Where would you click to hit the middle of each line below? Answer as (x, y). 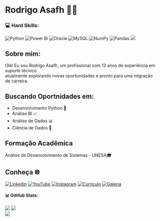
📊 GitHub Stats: (22, 195)
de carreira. (17, 81)
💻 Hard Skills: (22, 25)
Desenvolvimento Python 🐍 (39, 108)
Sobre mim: (23, 54)
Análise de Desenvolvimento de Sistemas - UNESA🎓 (58, 155)
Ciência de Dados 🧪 (32, 128)
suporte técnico (21, 71)
